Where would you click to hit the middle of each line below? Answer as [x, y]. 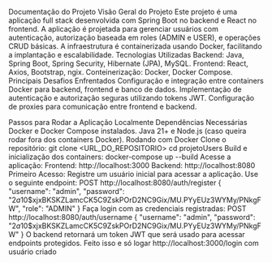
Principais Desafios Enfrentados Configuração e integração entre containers [136, 81]
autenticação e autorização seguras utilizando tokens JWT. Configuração [131, 98]
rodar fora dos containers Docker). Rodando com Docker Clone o [117, 140]
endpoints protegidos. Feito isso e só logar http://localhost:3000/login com [134, 243]
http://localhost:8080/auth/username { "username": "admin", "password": [132, 217]
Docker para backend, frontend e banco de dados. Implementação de [125, 89]
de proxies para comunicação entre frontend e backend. [103, 106]
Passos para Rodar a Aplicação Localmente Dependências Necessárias [128, 122]
